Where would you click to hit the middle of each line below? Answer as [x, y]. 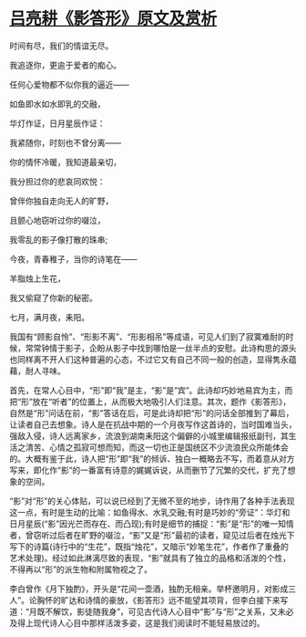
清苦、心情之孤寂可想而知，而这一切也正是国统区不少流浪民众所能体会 [157, 447]
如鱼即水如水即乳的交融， [57, 104]
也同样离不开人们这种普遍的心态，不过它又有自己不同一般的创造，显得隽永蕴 [153, 359]
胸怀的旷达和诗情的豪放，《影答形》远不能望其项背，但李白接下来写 [163, 600]
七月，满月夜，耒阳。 [49, 317]
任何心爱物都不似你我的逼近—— [69, 84]
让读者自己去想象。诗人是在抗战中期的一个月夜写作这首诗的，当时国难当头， [153, 424]
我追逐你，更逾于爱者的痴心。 [65, 65]
